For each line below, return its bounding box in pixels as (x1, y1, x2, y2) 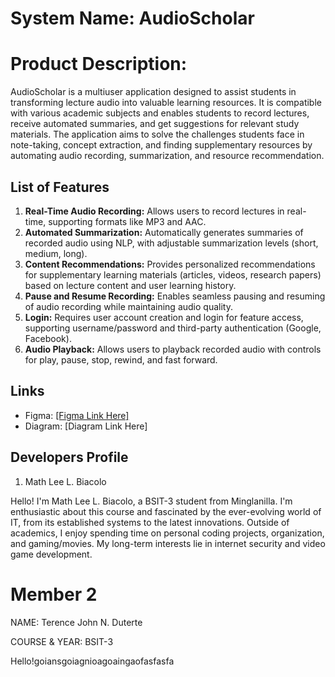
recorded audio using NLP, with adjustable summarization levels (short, (24, 237, 319, 249)
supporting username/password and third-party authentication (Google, (24, 322, 322, 334)
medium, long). (24, 247, 88, 259)
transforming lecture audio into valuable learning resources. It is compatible (10, 97, 322, 109)
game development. (10, 548, 93, 560)
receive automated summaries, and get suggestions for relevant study (10, 118, 300, 130)
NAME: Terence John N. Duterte (10, 616, 143, 628)
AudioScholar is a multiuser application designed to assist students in (10, 86, 297, 98)
